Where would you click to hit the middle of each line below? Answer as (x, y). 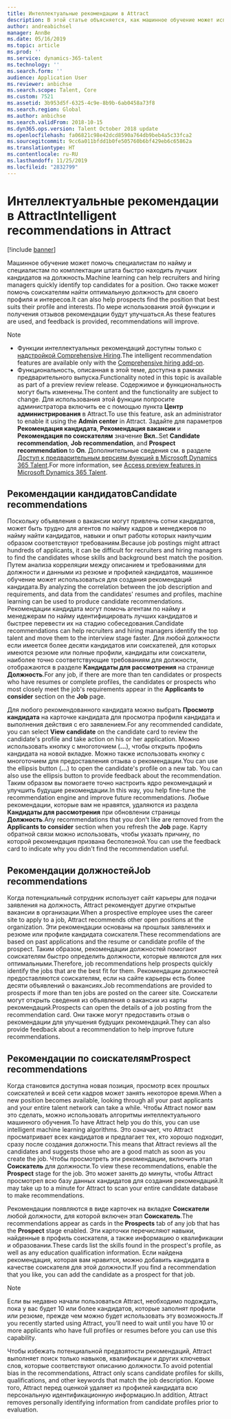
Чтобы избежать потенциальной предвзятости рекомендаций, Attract (109, 1351)
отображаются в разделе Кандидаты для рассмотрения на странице (111, 668)
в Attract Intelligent (62, 216)
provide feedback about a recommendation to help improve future (101, 1029)
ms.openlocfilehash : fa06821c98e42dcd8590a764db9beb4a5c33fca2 (100, 135)
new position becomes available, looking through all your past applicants (110, 1100)
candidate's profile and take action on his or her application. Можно (103, 739)
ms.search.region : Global (44, 109)
